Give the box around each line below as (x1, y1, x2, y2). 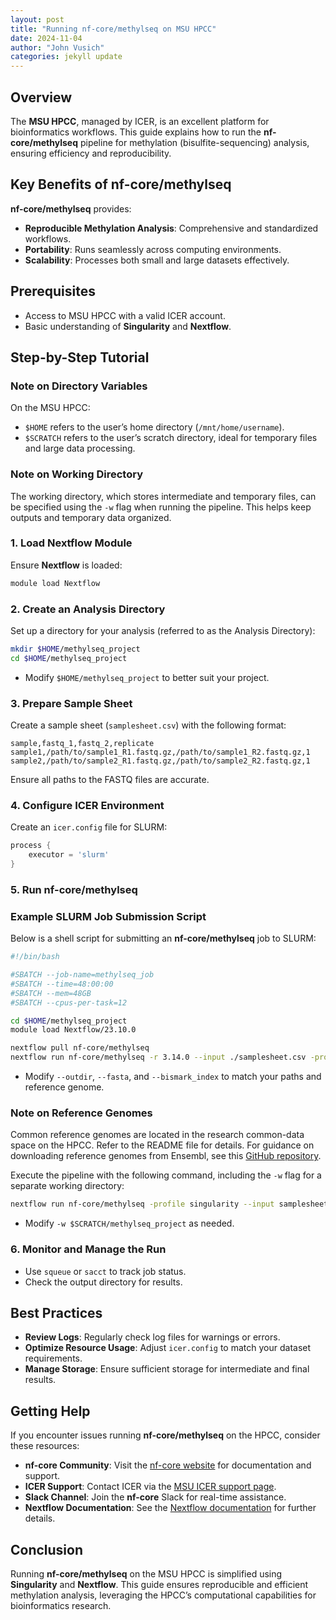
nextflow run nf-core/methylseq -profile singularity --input (10, 1199, 275, 1210)
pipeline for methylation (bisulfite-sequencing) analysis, (79, 136, 310, 148)
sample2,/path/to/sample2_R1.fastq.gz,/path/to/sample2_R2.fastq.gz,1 (10, 756, 311, 766)
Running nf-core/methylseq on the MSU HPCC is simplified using (10, 1567, 283, 1580)
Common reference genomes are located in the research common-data (10, 1129, 305, 1141)
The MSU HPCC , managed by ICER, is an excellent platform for (10, 115, 270, 127)
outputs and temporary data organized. (10, 511, 172, 523)
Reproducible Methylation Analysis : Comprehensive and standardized (24, 222, 319, 234)
